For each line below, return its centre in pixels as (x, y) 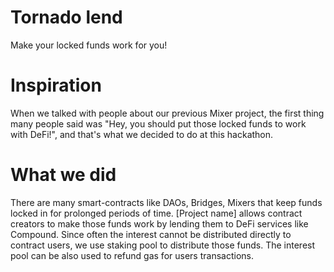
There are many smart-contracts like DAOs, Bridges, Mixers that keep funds (166, 202)
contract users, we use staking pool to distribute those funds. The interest (163, 245)
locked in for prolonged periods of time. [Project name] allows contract (156, 213)
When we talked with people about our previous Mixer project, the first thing (167, 113)
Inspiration (56, 85)
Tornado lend (66, 17)
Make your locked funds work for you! (89, 45)
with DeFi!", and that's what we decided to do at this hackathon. (142, 134)
